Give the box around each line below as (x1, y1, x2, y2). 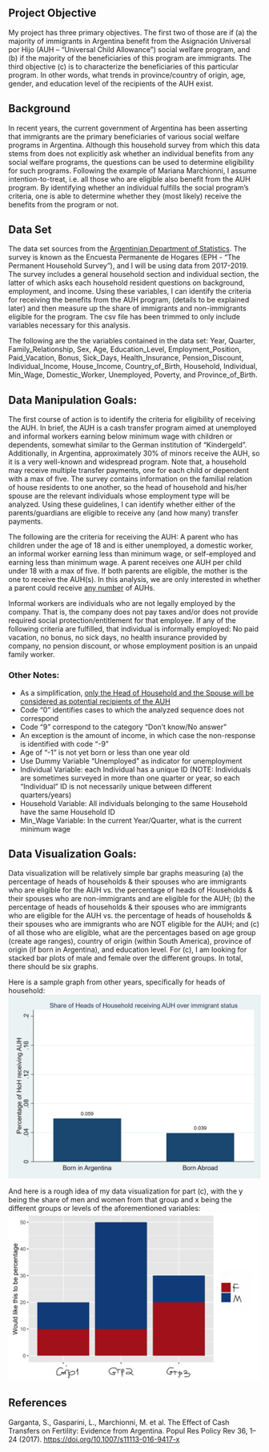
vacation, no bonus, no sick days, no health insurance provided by (8, 632, 227, 643)
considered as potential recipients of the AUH (19, 696, 171, 706)
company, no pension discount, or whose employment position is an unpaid (8, 641, 258, 651)
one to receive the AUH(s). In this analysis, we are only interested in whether (8, 575, 261, 584)
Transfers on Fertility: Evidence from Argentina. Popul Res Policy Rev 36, (8, 1426, 248, 1435)
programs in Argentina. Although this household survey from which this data (8, 140, 260, 150)
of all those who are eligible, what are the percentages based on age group (8, 928, 256, 937)
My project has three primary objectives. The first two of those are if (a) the (8, 27, 258, 37)
